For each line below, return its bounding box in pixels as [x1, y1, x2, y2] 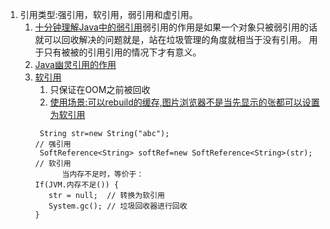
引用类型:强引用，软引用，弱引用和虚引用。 [19, 9, 198, 20]
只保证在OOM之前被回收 [49, 84, 151, 95]
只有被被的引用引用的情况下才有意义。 [43, 46, 202, 58]
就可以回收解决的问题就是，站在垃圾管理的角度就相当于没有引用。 [34, 34, 307, 45]
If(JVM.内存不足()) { [34, 180, 120, 190]
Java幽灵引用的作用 [34, 59, 117, 70]
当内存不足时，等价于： [61, 169, 145, 179]
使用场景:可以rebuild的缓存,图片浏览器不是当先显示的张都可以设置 [49, 96, 320, 108]
